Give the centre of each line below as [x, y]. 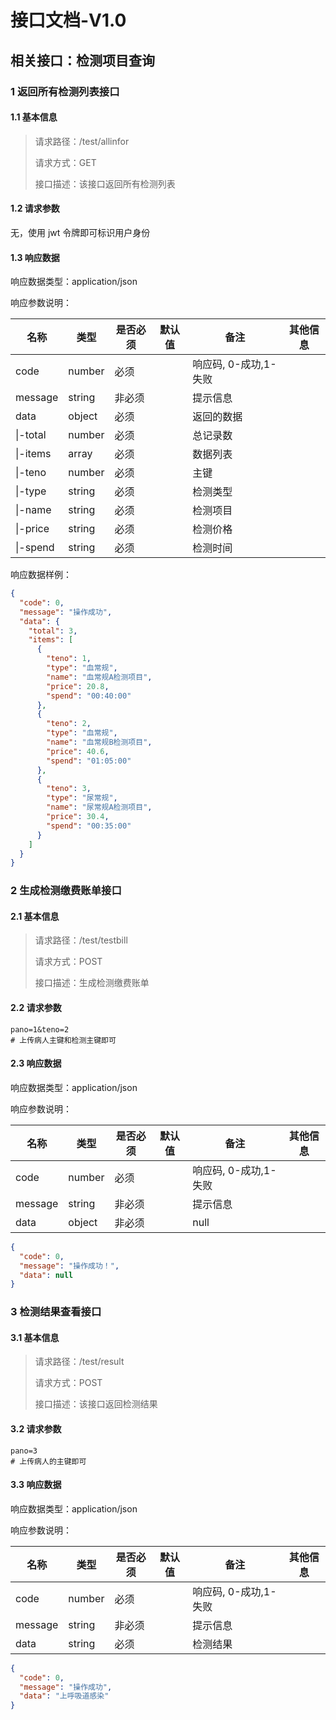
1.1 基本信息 [34, 117]
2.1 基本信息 [35, 916]
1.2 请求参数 [35, 208]
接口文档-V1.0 [68, 20]
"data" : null [46, 1275]
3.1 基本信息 [35, 1337]
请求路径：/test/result [79, 1362]
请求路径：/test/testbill [81, 940]
